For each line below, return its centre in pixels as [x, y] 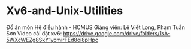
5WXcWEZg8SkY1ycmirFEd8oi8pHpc [52, 40]
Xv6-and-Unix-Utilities [65, 11]
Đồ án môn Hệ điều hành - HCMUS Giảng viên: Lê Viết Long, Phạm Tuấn [96, 27]
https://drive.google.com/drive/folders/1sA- [117, 33]
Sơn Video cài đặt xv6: [34, 33]
